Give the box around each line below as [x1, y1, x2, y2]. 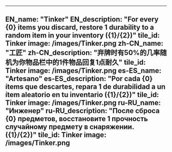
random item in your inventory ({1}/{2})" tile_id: [5, 31, 160, 40]
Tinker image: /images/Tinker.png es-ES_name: [5, 66, 162, 75]
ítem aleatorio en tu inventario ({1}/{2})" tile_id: [5, 90, 159, 99]
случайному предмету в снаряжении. [5, 123, 135, 131]
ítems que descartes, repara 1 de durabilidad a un [5, 83, 166, 91]
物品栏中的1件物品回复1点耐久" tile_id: [25, 58, 146, 67]
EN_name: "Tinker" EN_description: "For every [5, 15, 159, 24]
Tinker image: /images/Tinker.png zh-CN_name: [5, 39, 164, 48]
